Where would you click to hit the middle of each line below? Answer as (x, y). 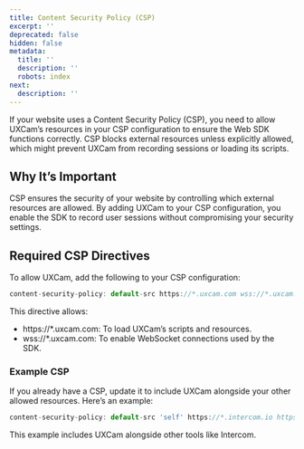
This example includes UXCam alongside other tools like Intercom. (133, 435)
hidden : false (36, 43)
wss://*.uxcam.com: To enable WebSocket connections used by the (148, 339)
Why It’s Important (63, 176)
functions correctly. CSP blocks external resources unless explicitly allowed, (152, 139)
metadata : (28, 52)
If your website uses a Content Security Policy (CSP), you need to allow (142, 119)
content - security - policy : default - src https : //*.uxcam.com (123, 294)
